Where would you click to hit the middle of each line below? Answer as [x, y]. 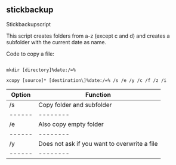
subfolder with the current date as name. [56, 42]
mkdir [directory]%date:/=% [41, 70]
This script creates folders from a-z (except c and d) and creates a [88, 36]
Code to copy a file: [30, 54]
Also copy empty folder [71, 124]
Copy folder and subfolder [75, 105]
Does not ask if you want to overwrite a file [98, 143]
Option [21, 94]
